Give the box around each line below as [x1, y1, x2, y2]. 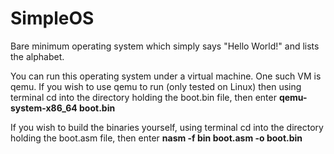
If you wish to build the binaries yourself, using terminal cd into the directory [10, 121, 324, 133]
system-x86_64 [10, 102, 78, 114]
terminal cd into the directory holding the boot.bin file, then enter [10, 91, 277, 103]
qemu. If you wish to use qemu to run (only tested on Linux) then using [10, 80, 302, 92]
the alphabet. [10, 50, 65, 62]
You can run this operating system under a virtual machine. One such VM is [10, 70, 322, 82]
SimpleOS [10, 7, 95, 30]
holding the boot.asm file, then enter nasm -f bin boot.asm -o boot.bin [10, 132, 303, 144]
